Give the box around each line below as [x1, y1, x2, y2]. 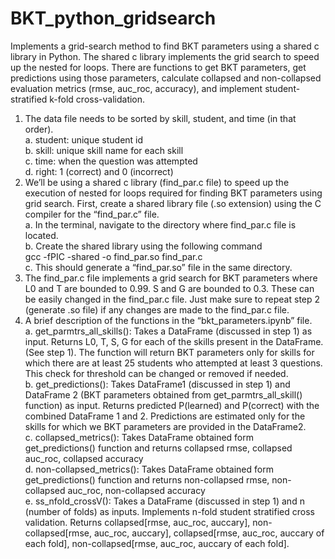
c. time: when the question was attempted [24, 155, 198, 167]
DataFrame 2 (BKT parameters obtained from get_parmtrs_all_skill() [24, 388, 303, 401]
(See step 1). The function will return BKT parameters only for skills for [24, 346, 315, 358]
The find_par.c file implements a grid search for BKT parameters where [24, 272, 318, 284]
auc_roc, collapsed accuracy [24, 452, 144, 464]
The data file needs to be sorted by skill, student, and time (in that [24, 112, 297, 124]
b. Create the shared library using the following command [24, 240, 263, 252]
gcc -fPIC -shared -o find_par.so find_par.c [24, 250, 203, 262]
